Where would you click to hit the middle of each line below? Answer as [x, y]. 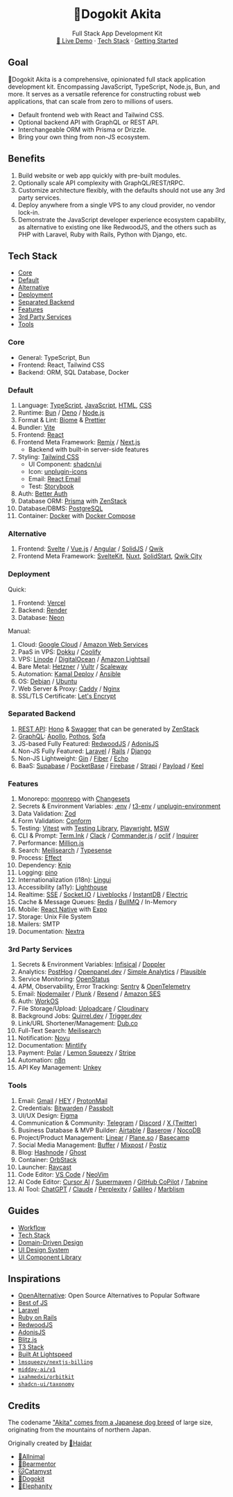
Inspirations [34, 1279]
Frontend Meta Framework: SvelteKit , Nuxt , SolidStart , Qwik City [110, 556]
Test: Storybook [51, 486]
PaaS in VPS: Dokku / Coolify [59, 652]
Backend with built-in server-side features [88, 449]
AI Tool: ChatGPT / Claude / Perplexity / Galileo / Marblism [101, 1189]
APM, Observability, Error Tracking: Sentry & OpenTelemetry [104, 987]
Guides [24, 1211]
